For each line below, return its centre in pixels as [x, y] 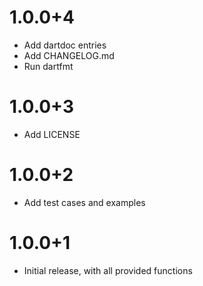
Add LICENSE [52, 134]
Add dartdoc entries [65, 45]
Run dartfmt [48, 66]
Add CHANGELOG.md [69, 55]
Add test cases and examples [84, 202]
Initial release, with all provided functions [108, 270]
